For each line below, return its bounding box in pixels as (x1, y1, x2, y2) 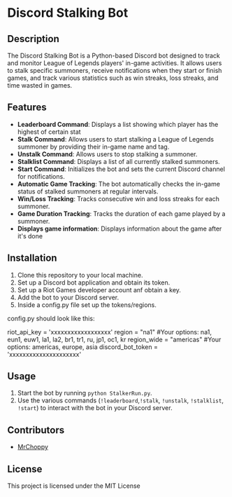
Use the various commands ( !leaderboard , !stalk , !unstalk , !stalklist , (17, 396, 224, 404)
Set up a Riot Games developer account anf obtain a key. (17, 285, 182, 294)
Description (7, 33, 59, 45)
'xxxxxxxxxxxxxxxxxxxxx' (7, 350, 82, 358)
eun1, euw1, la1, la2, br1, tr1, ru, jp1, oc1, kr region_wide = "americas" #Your (7, 335, 222, 343)
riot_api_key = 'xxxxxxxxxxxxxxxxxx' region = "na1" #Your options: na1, (7, 327, 212, 336)
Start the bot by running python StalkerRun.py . (17, 389, 152, 397)
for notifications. (17, 172, 65, 180)
